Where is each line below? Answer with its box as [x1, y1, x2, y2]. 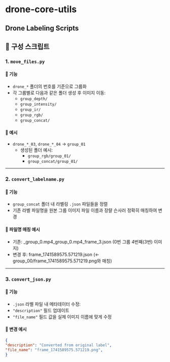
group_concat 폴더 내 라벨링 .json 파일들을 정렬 [12, 201, 108, 207]
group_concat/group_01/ [27, 159, 78, 164]
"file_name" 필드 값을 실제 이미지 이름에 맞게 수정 [12, 314, 112, 320]
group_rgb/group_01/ [27, 154, 71, 159]
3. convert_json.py [5, 276, 52, 283]
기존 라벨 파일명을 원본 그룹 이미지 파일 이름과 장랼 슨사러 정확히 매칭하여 [12, 207, 157, 214]
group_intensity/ [20, 102, 57, 107]
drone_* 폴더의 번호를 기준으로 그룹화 [12, 83, 87, 89]
